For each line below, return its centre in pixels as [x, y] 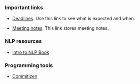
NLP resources [23, 41]
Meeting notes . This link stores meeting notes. [60, 28]
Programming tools [29, 65]
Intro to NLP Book [30, 52]
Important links [24, 8]
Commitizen [25, 76]
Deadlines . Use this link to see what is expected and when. [74, 19]
